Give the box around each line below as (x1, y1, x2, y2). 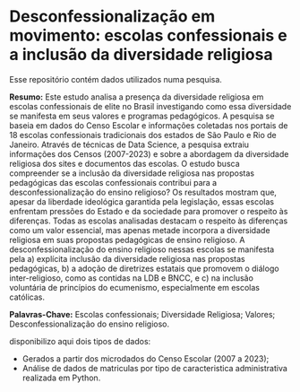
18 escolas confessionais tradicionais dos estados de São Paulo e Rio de (9, 129, 278, 140)
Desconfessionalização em (9, 6, 216, 27)
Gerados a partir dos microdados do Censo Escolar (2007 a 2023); (21, 353, 270, 364)
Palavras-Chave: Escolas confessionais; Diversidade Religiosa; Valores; (9, 309, 276, 319)
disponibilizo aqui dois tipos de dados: (9, 335, 151, 346)
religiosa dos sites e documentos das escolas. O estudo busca (9, 158, 240, 169)
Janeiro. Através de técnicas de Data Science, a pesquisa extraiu (9, 139, 249, 150)
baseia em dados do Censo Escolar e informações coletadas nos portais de (9, 119, 288, 131)
